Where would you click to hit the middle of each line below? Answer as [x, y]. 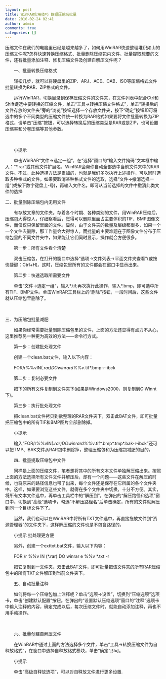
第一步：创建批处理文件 [38, 346]
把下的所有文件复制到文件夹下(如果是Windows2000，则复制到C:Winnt [85, 389]
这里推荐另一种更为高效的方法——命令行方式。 [53, 336]
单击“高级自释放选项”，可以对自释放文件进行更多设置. [68, 672]
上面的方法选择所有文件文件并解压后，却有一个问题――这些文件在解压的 [79, 477]
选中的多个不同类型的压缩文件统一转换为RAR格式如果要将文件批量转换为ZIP [82, 116]
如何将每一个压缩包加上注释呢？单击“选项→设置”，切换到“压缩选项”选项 [87, 594]
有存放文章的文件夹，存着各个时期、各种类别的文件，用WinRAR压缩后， [87, 212]
